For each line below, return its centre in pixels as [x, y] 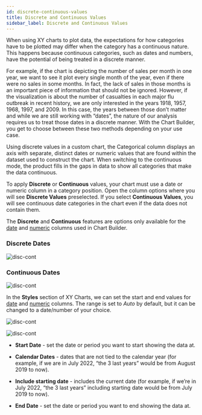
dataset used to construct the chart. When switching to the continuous [94, 160]
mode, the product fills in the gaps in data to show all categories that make [99, 166]
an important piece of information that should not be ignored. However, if [97, 90]
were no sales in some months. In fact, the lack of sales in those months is [99, 84]
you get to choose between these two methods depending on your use [94, 129]
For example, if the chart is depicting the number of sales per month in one [99, 71]
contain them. [24, 210]
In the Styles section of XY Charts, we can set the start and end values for [99, 297]
